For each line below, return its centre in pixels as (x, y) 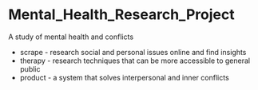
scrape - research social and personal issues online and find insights (133, 52)
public (30, 68)
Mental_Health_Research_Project (121, 15)
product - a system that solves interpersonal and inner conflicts (124, 77)
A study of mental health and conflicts (71, 37)
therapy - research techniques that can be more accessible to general (135, 61)
